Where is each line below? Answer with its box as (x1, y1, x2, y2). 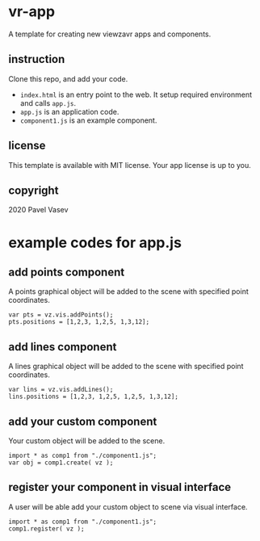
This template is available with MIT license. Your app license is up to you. (8, 160, 252, 170)
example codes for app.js (8, 233, 182, 252)
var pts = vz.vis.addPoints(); (8, 311, 114, 319)
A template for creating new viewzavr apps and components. (8, 29, 212, 39)
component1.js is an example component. (19, 115, 157, 125)
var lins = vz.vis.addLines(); (8, 386, 114, 394)
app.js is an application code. (19, 107, 120, 116)
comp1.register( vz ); (8, 524, 85, 533)
